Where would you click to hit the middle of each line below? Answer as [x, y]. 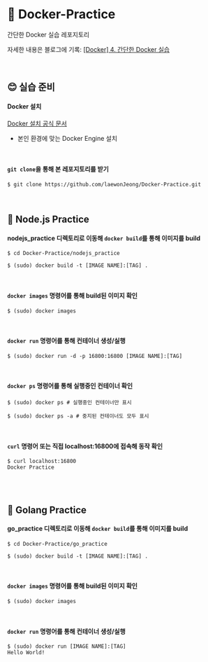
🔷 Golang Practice [47, 510]
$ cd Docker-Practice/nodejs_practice [64, 254]
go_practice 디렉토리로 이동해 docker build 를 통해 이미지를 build [98, 529]
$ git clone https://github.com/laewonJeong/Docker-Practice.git [104, 184]
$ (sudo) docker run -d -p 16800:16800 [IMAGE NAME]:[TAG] [95, 356]
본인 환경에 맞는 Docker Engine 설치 [67, 138]
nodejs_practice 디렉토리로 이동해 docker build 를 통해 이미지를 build [104, 238]
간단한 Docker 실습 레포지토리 [48, 34]
